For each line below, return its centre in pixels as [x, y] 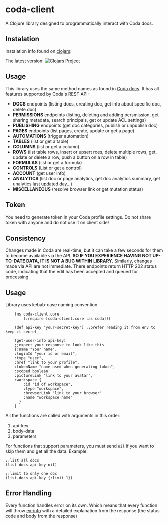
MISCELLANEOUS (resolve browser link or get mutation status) [78, 189]
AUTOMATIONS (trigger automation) [50, 136]
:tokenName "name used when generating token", [65, 367]
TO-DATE [15, 261]
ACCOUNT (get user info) [39, 173]
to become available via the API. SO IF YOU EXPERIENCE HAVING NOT [78, 256]
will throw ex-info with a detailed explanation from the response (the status [82, 510]
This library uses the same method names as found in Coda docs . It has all [82, 88]
